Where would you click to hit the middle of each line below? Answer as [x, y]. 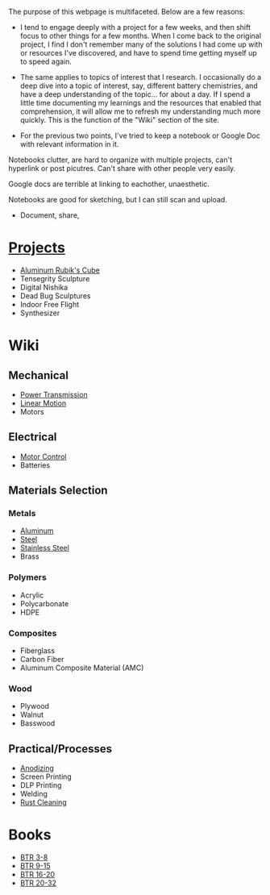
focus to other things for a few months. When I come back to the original [141, 36]
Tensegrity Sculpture [55, 278]
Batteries [35, 465]
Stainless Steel [45, 548]
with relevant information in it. [69, 144]
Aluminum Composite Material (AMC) [82, 668]
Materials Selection [58, 491]
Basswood [37, 723]
